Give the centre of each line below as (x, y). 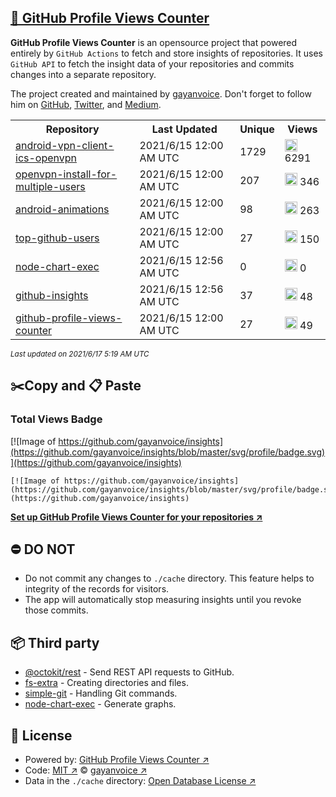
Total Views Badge (56, 419)
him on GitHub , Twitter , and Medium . (86, 104)
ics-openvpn (46, 158)
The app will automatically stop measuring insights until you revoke (163, 600)
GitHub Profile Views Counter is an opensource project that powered (154, 42)
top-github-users (57, 238)
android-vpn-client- (65, 145)
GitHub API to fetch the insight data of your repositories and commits (152, 63)
